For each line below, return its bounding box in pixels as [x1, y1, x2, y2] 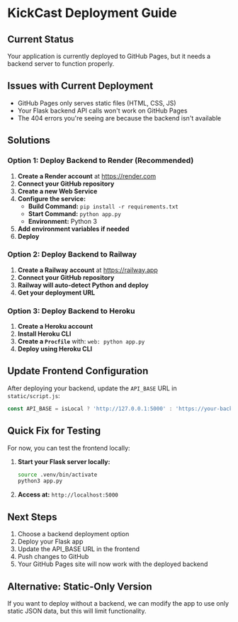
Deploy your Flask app [17, 537, 84, 546]
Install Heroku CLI [17, 329, 72, 338]
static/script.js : [7, 391, 60, 400]
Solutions [7, 135, 51, 147]
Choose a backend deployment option [17, 530, 130, 538]
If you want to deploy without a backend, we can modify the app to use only [7, 599, 229, 607]
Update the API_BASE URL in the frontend [17, 545, 140, 553]
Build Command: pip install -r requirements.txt [28, 202, 178, 210]
